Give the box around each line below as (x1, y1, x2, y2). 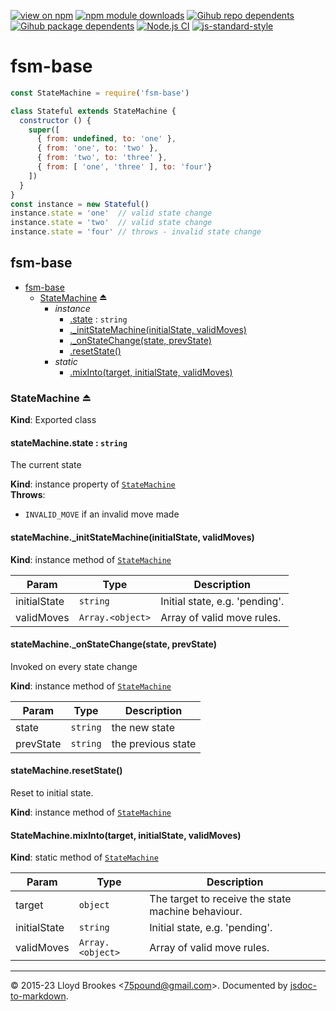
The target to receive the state (149, 892, 292, 906)
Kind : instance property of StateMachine (10, 478, 176, 490)
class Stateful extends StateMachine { (10, 106, 177, 116)
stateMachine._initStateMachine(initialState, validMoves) (10, 531, 255, 543)
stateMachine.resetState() (10, 765, 123, 777)
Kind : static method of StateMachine (10, 851, 159, 864)
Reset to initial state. (10, 786, 94, 799)
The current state (10, 459, 82, 471)
